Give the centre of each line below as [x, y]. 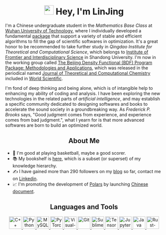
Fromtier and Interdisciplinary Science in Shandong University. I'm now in [80, 57]
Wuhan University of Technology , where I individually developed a [73, 30]
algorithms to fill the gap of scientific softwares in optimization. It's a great [82, 41]
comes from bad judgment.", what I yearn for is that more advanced [75, 120]
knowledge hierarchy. [35, 166]
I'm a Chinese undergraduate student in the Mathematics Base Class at [79, 25]
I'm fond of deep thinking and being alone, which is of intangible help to [79, 88]
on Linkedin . [25, 178]
